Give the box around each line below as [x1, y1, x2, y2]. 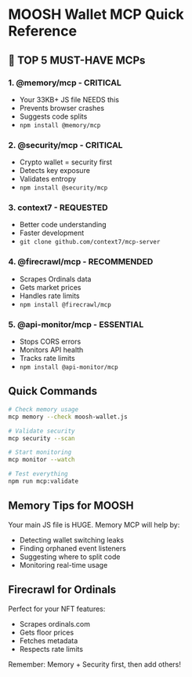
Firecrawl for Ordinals [8, 583, 117, 597]
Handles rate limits [19, 291, 80, 300]
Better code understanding [19, 220, 107, 230]
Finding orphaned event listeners [19, 543, 127, 553]
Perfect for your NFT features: [8, 604, 106, 613]
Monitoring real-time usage [19, 560, 108, 569]
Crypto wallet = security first [19, 157, 112, 167]
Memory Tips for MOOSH [8, 499, 134, 513]
